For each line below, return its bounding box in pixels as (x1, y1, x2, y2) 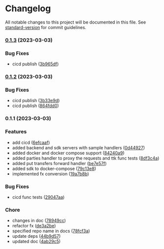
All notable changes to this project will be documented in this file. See (5, 19, 146, 25)
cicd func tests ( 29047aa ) (12, 194, 65, 200)
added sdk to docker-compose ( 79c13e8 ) (12, 166, 96, 171)
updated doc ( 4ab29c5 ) (12, 239, 61, 245)
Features (5, 128, 27, 135)
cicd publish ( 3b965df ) (12, 61, 59, 67)
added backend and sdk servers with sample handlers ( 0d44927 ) (12, 144, 145, 150)
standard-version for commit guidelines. (5, 24, 86, 30)
